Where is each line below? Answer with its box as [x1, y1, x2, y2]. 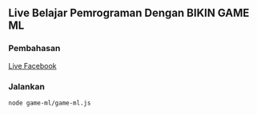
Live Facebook [8, 61, 57, 70]
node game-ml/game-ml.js [8, 99, 91, 107]
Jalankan [8, 81, 46, 92]
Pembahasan [8, 43, 61, 54]
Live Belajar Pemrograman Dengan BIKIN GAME [8, 6, 250, 20]
